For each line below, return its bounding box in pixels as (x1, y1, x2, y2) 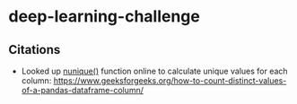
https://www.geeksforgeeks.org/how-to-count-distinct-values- (53, 75, 287, 86)
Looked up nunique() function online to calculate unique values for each (21, 65, 288, 76)
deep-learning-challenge (8, 6, 201, 27)
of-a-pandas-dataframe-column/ (21, 85, 144, 95)
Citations (8, 42, 61, 57)
